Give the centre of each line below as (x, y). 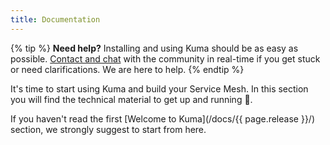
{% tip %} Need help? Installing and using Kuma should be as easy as (154, 48)
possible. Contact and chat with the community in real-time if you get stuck (165, 58)
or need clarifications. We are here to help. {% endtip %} (127, 69)
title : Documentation (55, 19)
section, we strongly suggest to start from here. (108, 129)
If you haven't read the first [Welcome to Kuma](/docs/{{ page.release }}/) (162, 118)
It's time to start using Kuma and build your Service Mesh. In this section (159, 88)
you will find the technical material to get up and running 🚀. (131, 99)
